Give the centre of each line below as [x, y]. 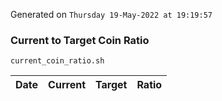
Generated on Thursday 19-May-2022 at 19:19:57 [111, 14]
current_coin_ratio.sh [57, 61]
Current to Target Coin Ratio [80, 40]
